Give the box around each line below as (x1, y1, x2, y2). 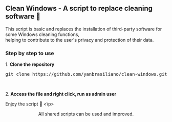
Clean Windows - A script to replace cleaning (5, 4, 153, 13)
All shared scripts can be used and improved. (38, 111, 134, 117)
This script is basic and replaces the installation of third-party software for (5, 26, 162, 32)
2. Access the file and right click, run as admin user (5, 91, 117, 97)
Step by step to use (5, 49, 54, 57)
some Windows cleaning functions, (5, 31, 79, 38)
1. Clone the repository (5, 61, 55, 67)
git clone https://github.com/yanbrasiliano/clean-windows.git (5, 72, 167, 77)
